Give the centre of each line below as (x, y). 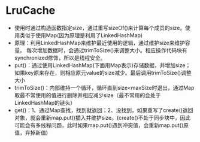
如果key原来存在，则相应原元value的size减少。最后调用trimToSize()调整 (103, 72)
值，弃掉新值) (31, 132)
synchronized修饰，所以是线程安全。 (60, 58)
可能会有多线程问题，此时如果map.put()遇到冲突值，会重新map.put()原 (101, 125)
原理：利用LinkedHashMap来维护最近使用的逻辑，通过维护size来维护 (99, 43)
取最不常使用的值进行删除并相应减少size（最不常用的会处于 (87, 95)
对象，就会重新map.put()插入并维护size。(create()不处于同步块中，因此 (102, 117)
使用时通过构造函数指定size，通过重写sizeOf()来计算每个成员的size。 (100, 28)
